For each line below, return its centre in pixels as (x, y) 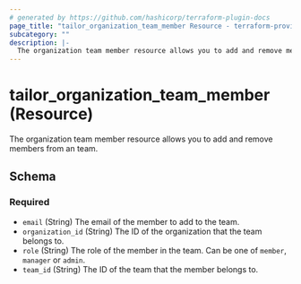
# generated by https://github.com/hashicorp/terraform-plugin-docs (140, 17)
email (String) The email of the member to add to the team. (131, 221)
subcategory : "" (39, 34)
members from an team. (54, 149)
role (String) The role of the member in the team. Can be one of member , (154, 250)
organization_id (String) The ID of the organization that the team (142, 231)
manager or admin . (54, 260)
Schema (33, 177)
